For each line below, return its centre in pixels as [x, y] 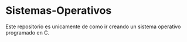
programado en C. [28, 32]
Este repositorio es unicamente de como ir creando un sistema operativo [93, 26]
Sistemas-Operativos [59, 11]
